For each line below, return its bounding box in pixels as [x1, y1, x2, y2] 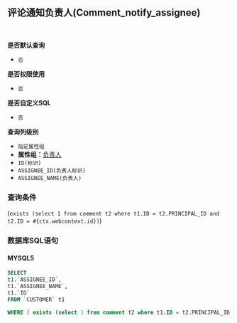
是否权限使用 [7, 70, 45, 78]
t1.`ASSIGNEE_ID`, [7, 276, 62, 283]
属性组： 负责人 [17, 150, 62, 159]
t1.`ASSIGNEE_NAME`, [7, 282, 69, 290]
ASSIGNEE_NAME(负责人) [17, 174, 82, 181]
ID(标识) [17, 159, 42, 166]
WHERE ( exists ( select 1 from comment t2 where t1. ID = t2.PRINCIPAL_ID [7, 309, 231, 316]
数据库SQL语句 [7, 235, 59, 245]
